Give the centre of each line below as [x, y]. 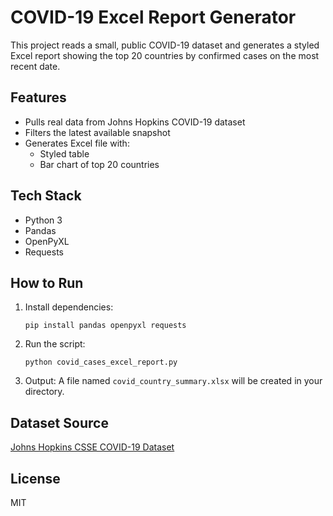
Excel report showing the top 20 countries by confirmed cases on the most [165, 55]
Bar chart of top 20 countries [99, 164]
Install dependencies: [69, 307]
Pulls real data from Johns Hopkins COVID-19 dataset [135, 122]
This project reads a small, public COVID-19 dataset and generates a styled [165, 45]
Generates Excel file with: [77, 143]
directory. [44, 392]
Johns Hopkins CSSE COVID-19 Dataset [92, 447]
